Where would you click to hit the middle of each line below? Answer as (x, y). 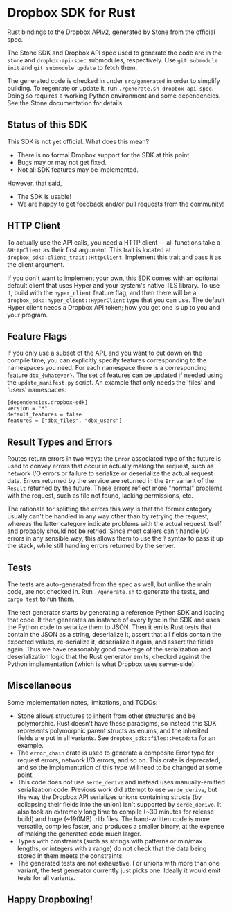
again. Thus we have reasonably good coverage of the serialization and (109, 649)
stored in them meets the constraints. (71, 856)
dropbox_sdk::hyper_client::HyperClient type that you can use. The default (116, 300)
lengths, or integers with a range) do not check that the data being (112, 848)
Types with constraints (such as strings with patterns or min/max (110, 841)
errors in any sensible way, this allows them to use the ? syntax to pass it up (115, 538)
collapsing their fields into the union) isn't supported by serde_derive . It (119, 804)
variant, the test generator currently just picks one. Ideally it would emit (119, 870)
